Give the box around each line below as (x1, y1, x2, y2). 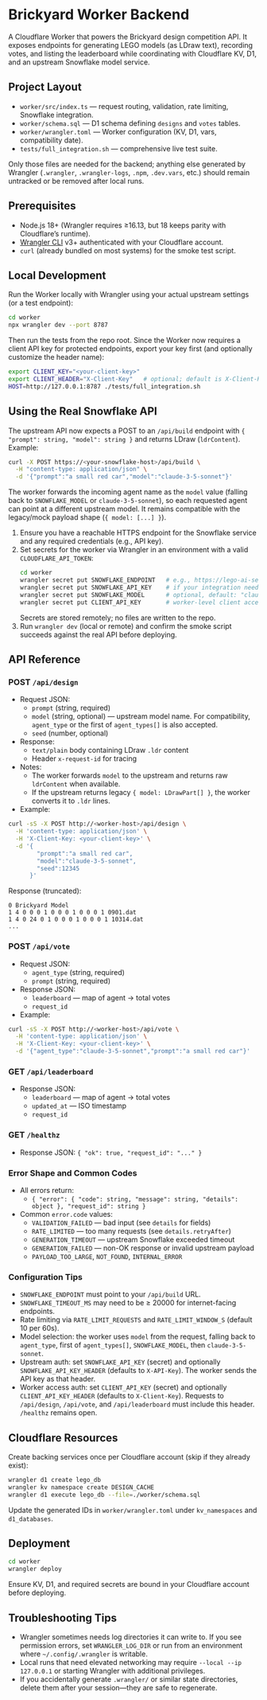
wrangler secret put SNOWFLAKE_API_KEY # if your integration (19, 583, 241, 591)
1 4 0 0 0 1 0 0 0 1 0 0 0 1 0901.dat (8, 909, 137, 917)
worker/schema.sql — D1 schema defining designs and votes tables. (19, 118, 241, 128)
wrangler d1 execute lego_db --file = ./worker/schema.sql (8, 1491, 201, 1499)
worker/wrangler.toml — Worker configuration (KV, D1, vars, (19, 127, 217, 136)
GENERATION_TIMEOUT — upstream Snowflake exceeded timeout (31, 1234, 235, 1244)
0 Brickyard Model (8, 902, 69, 910)
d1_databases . (8, 1514, 53, 1523)
